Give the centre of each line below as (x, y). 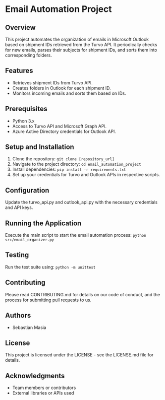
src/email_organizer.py (30, 240)
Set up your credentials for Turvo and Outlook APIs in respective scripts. (86, 175)
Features (19, 71)
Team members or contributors (44, 388)
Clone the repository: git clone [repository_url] (63, 159)
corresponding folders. (28, 55)
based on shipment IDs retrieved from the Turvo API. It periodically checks (81, 45)
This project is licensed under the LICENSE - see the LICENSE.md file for (79, 355)
